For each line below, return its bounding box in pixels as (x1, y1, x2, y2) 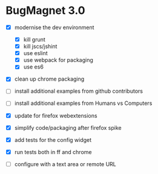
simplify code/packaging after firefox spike (14, 124, 122, 131)
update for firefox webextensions (14, 112, 97, 119)
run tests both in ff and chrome (14, 148, 92, 155)
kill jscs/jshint (23, 43, 58, 50)
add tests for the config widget (14, 136, 92, 143)
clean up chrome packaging (14, 75, 85, 82)
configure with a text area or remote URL (14, 160, 116, 167)
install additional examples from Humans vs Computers (14, 99, 153, 107)
